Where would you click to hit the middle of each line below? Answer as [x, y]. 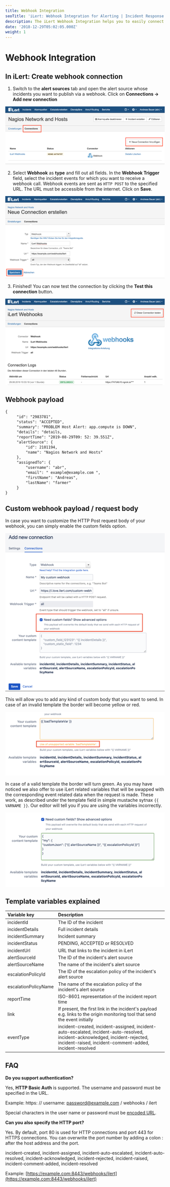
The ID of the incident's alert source [95, 957]
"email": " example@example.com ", [63, 473]
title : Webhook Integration [35, 11]
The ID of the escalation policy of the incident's [107, 972]
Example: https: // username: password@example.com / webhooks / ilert [81, 1103]
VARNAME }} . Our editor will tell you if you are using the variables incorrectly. [84, 805]
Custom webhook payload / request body [72, 509]
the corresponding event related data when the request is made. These [79, 795]
